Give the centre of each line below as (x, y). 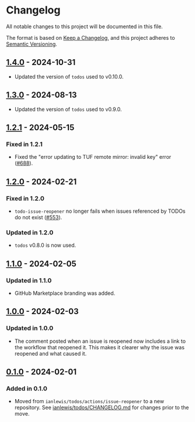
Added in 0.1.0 (27, 389)
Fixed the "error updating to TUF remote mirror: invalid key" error (93, 157)
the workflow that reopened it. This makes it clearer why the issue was (100, 347)
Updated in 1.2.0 (30, 232)
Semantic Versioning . (32, 44)
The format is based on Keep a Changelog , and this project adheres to (90, 38)
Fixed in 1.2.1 (24, 144)
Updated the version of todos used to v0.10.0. (69, 76)
